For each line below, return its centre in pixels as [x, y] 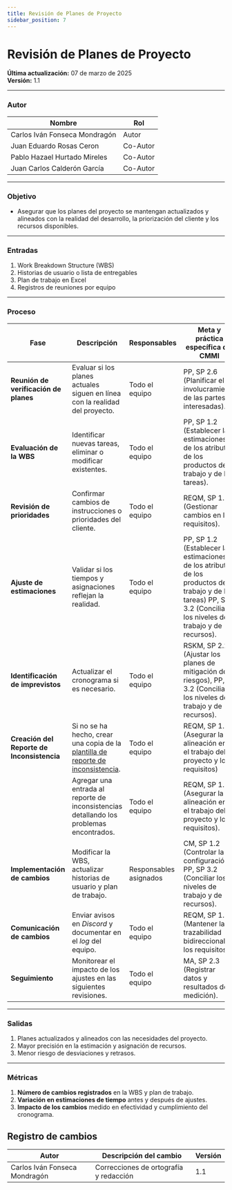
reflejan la [88, 595]
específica [203, 347]
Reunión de [30, 380]
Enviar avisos [93, 915]
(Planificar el [204, 380]
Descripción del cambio [142, 1156]
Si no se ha [90, 726]
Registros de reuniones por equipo [66, 287]
